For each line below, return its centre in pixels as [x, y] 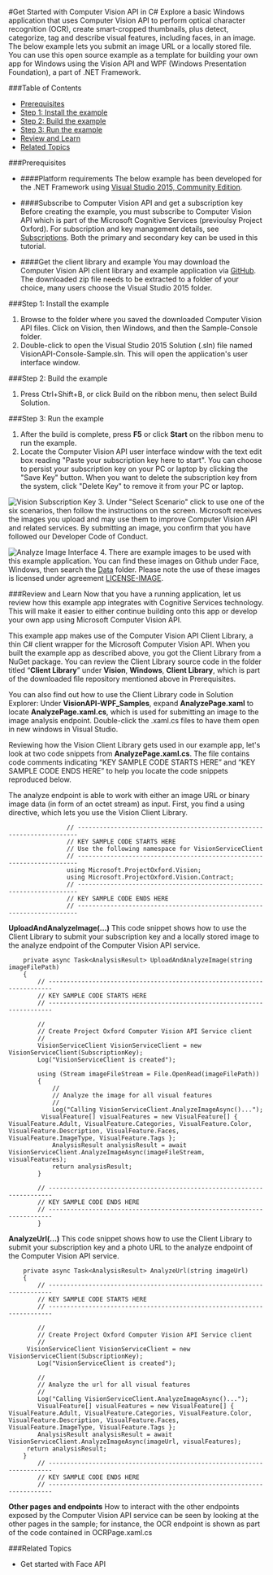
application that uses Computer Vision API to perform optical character [127, 20]
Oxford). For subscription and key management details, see [119, 229]
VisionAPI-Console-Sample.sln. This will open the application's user [134, 354]
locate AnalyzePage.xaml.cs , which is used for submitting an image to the [134, 712]
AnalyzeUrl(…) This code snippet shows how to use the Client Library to [130, 1239]
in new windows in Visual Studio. [63, 729]
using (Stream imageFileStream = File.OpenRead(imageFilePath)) [149, 1074]
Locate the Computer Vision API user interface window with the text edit [141, 452]
